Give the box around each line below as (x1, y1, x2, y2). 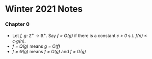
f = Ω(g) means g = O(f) (12, 43, 60, 49)
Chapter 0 (5, 21, 30, 28)
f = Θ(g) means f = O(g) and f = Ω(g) (12, 49, 86, 55)
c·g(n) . (12, 38, 26, 44)
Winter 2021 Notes (5, 3, 83, 15)
